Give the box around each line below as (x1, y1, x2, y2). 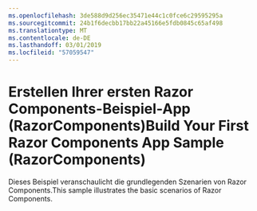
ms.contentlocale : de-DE (8, 33, 91, 42)
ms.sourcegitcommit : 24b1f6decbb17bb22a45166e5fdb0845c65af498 (8, 19, 223, 27)
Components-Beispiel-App (8, 100, 191, 118)
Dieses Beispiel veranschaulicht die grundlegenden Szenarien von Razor (8, 177, 247, 186)
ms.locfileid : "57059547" (8, 49, 94, 57)
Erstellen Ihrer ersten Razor (8, 83, 194, 101)
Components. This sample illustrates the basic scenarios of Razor (8, 185, 222, 195)
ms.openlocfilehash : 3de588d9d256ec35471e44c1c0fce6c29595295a (8, 11, 223, 20)
